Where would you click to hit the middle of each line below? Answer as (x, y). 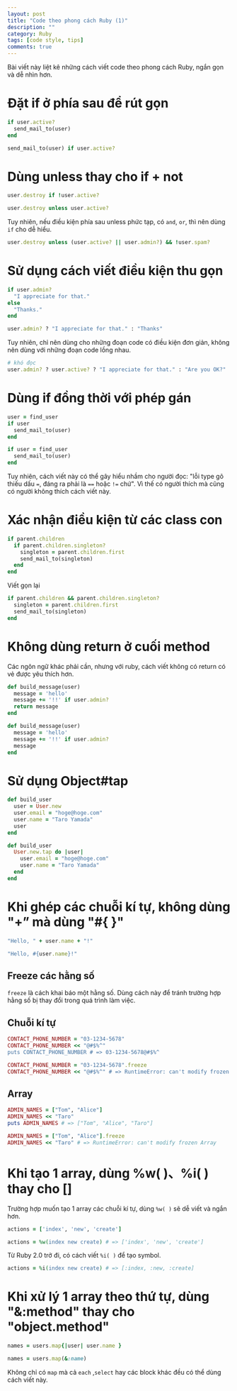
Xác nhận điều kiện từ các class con (115, 520)
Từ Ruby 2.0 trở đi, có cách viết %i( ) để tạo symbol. (84, 1256)
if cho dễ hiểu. (29, 229)
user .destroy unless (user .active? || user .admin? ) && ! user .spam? (109, 243)
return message (36, 706)
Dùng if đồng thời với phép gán (99, 398)
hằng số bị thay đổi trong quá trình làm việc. (71, 1000)
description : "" (31, 27)
